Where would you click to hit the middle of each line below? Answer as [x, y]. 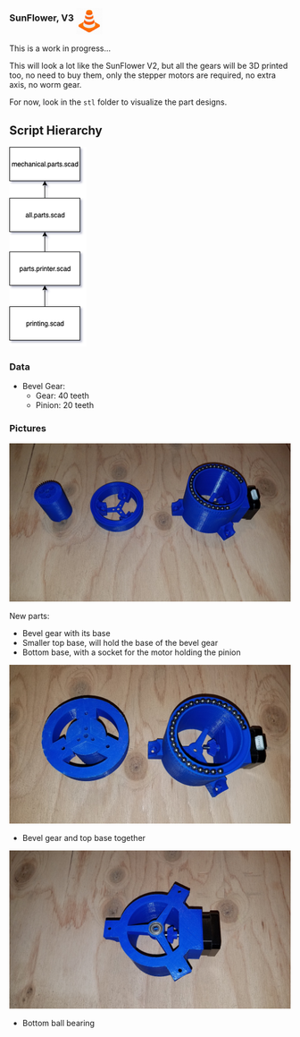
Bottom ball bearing [58, 1024]
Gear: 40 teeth [62, 395]
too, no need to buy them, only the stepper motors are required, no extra [143, 75]
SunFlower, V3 [42, 18]
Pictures [28, 429]
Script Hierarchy [56, 130]
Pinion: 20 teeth [65, 405]
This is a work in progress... [60, 48]
